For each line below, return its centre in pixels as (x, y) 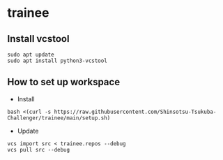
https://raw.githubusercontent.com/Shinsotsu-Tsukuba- (135, 112)
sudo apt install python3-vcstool (57, 61)
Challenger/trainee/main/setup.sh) (59, 118)
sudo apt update (31, 54)
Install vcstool (38, 39)
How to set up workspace (64, 82)
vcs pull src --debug (39, 150)
